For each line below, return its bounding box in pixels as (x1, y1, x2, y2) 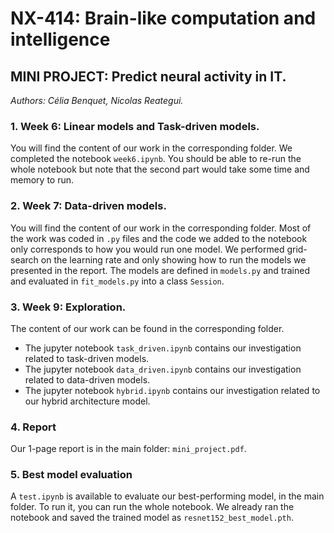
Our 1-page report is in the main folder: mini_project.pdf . (10, 443, 247, 455)
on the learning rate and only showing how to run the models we (40, 253, 307, 266)
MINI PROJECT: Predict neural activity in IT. (10, 68, 287, 85)
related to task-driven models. (24, 352, 150, 364)
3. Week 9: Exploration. (10, 300, 127, 314)
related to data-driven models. (24, 373, 151, 386)
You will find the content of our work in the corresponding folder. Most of (10, 222, 312, 234)
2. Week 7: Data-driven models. (10, 199, 167, 213)
